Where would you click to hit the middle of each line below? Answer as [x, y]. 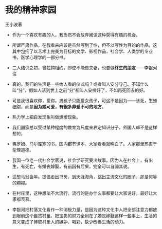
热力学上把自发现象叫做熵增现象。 [46, 117]
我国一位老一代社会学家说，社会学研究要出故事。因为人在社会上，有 [80, 160]
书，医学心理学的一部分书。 [40, 57]
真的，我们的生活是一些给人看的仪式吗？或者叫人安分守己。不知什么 [80, 84]
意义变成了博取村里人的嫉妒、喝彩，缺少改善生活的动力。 [70, 222]
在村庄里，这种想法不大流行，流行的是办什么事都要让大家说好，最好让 [82, 193]
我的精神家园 [31, 10]
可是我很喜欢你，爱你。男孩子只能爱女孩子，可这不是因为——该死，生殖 [84, 100]
